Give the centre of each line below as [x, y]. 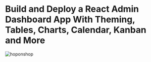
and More [25, 41]
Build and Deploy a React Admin [72, 9]
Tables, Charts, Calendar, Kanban [76, 30]
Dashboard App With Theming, [70, 19]
